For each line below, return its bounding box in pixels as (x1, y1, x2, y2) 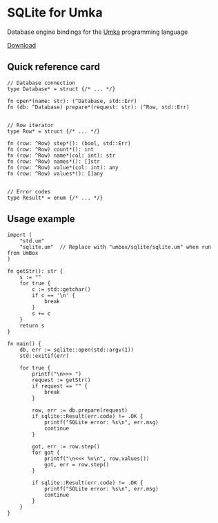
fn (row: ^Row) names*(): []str (7, 158, 100, 165)
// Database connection (7, 79, 76, 86)
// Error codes (7, 188, 51, 195)
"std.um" (19, 237, 45, 245)
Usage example (7, 213, 76, 225)
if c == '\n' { (32, 292, 76, 298)
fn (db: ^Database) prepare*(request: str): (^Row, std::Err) (7, 104, 190, 111)
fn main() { (7, 340, 41, 347)
